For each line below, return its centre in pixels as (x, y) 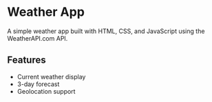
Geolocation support (46, 91)
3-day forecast (38, 84)
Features (26, 60)
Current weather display (51, 76)
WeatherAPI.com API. (38, 38)
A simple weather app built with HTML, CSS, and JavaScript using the (106, 31)
